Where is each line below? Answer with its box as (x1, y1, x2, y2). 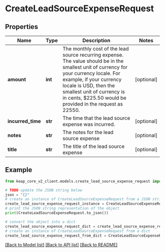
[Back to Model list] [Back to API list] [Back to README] (5, 242, 118, 248)
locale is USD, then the (62, 82, 115, 89)
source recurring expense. (62, 52, 124, 58)
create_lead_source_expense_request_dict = (5, 224, 96, 229)
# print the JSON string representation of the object (5, 206, 120, 211)
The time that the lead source (62, 115, 131, 121)
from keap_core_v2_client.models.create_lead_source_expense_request (5, 179, 151, 184)
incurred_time (7, 118, 41, 124)
